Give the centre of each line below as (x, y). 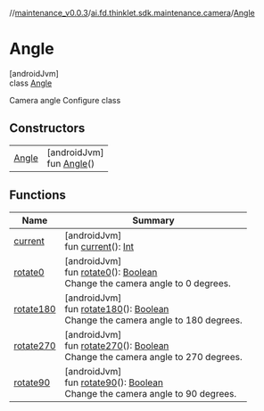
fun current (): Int (99, 246)
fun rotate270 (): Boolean (117, 345)
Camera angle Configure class (65, 100)
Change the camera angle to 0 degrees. (148, 283)
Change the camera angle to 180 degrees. (153, 320)
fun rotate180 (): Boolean (117, 308)
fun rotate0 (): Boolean (111, 272)
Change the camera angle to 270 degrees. (153, 357)
